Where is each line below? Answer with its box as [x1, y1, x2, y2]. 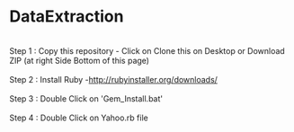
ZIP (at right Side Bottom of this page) [9, 55, 150, 66]
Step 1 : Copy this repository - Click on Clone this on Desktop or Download [9, 45, 285, 56]
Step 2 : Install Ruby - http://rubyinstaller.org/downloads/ [9, 74, 218, 84]
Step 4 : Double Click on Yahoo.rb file [9, 112, 148, 123]
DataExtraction [9, 6, 124, 27]
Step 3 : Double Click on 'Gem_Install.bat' [9, 92, 164, 104]
